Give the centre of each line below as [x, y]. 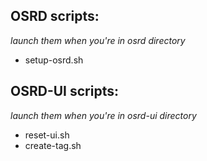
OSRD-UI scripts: [64, 91]
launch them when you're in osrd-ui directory [103, 115]
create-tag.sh [53, 145]
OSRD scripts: [55, 16]
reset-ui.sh [47, 135]
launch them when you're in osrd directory [98, 40]
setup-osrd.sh [54, 60]
